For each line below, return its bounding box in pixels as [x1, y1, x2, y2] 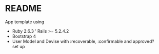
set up [12, 43, 25, 49]
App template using [5, 19, 44, 25]
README [5, 3, 42, 14]
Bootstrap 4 [12, 33, 36, 39]
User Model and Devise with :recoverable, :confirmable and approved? [12, 38, 155, 44]
